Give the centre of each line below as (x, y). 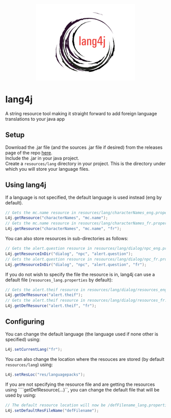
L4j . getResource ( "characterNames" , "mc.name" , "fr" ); (64, 229)
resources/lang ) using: (29, 364)
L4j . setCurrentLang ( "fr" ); (34, 349)
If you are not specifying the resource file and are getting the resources (80, 384)
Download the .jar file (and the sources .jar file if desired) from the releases (84, 147)
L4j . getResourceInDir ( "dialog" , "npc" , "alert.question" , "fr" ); (76, 265)
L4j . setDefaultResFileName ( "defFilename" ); (52, 410)
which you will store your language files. (48, 169)
